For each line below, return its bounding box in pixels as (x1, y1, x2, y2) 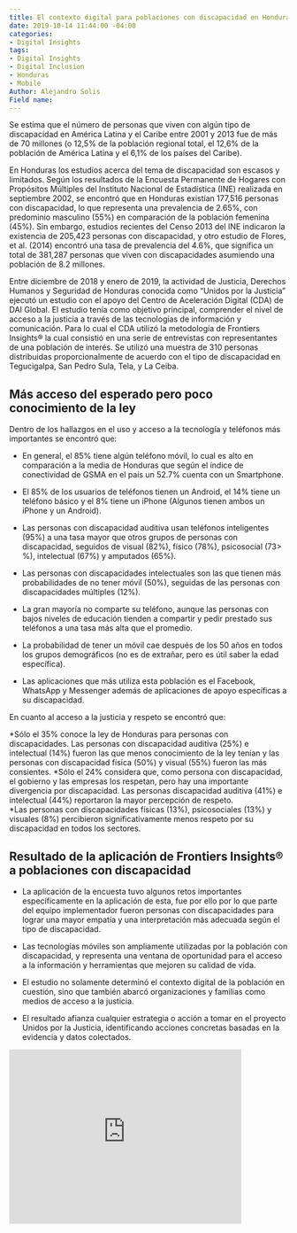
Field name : (9, 95, 53, 105)
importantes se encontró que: (9, 433, 118, 444)
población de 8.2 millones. (9, 259, 105, 270)
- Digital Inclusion (9, 63, 86, 72)
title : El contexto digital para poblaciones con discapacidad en (9, 12, 259, 22)
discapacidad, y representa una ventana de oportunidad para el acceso (21, 950, 283, 961)
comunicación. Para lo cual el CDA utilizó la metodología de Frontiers (9, 323, 261, 334)
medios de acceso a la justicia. (21, 996, 134, 1006)
